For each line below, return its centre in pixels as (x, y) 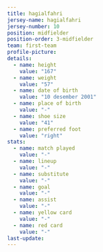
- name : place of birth (47, 104)
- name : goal (32, 187)
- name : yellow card (43, 213)
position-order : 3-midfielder (50, 39)
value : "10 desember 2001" (58, 97)
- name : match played (44, 148)
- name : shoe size (40, 116)
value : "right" (41, 135)
